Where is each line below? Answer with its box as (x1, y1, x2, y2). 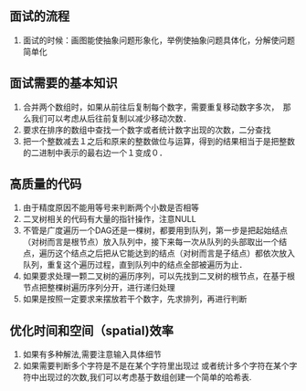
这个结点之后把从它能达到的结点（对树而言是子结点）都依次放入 (54, 248, 295, 259)
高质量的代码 (9, 176, 82, 192)
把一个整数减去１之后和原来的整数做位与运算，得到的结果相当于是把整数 (22, 135, 295, 146)
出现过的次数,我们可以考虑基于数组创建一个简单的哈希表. (38, 372, 252, 383)
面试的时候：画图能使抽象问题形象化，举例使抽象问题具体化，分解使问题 (22, 35, 295, 46)
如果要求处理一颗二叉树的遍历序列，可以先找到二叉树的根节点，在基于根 (22, 270, 295, 281)
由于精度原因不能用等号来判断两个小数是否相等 (22, 202, 199, 213)
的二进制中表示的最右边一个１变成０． (22, 147, 167, 158)
